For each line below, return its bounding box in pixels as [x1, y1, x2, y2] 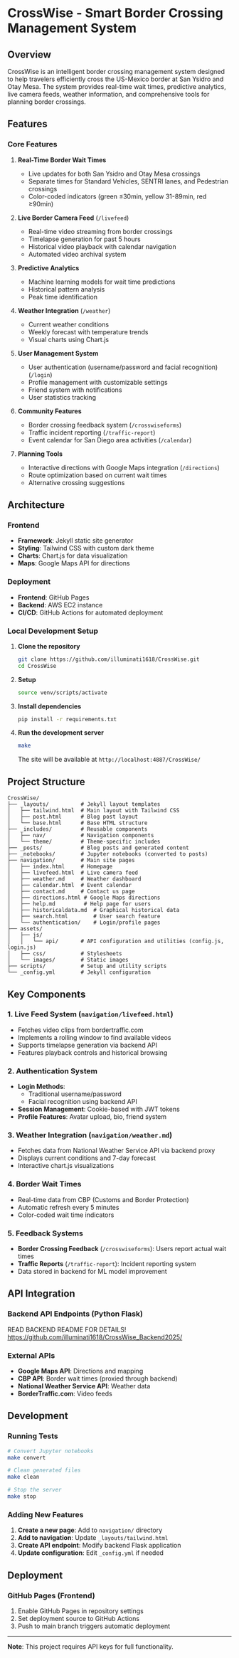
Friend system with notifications [28, 386, 122, 394]
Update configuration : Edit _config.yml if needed [17, 1548, 164, 1557]
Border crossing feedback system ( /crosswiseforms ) [28, 420, 182, 429]
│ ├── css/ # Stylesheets [7, 950, 122, 957]
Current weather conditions [28, 320, 109, 329]
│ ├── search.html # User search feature [7, 913, 161, 920]
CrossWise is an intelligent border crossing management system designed [7, 68, 225, 75]
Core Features [7, 139, 58, 149]
